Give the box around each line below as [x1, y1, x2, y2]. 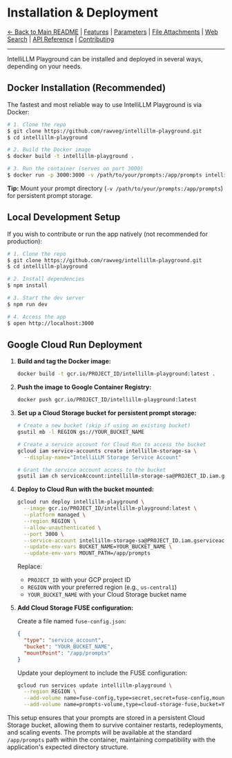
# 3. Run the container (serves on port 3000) [7, 166, 144, 172]
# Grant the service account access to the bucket [17, 466, 166, 473]
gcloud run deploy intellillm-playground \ [17, 499, 145, 506]
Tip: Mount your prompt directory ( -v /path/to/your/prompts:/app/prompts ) [7, 184, 223, 192]
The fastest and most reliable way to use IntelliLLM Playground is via [7, 100, 202, 108]
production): [7, 237, 43, 246]
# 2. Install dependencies [7, 276, 85, 283]
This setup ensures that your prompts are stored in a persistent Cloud [7, 714, 205, 721]
